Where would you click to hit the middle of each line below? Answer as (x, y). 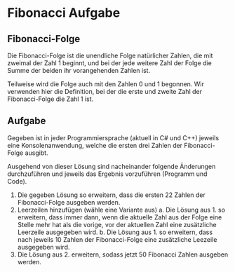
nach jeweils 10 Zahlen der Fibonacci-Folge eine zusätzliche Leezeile (117, 239)
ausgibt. (36, 153)
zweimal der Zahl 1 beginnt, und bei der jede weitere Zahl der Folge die (109, 63)
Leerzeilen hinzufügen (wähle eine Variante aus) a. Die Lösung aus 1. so (121, 210)
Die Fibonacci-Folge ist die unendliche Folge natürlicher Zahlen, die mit (110, 55)
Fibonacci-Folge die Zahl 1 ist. (51, 99)
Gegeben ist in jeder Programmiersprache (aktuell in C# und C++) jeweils (113, 137)
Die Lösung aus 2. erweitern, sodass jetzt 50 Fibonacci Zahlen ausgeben (123, 254)
